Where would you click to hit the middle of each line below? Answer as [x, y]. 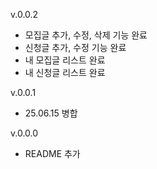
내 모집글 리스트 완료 [65, 60]
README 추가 [52, 153]
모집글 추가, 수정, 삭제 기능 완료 [86, 35]
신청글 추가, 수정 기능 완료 [75, 47]
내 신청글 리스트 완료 [65, 72]
